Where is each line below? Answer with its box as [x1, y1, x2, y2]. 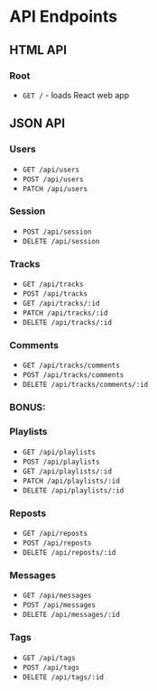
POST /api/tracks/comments [22, 371, 125, 380]
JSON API [9, 115, 66, 132]
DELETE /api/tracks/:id [22, 318, 113, 327]
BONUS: [9, 401, 47, 414]
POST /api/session [22, 227, 92, 236]
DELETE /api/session [22, 236, 100, 245]
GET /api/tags [22, 653, 76, 662]
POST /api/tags [22, 663, 80, 672]
